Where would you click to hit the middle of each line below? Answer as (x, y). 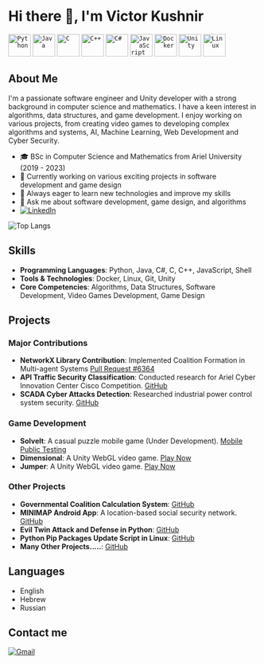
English (32, 591)
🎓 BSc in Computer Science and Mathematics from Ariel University (131, 156)
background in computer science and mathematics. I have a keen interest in (132, 106)
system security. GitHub (59, 403)
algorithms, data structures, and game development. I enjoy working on (125, 115)
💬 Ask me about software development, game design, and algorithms (133, 202)
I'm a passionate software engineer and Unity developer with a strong (122, 98)
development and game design (70, 185)
